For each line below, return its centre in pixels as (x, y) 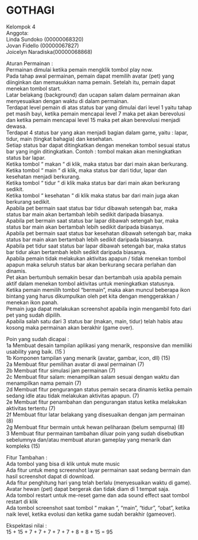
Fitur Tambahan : (27, 457)
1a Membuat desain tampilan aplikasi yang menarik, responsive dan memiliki (99, 345)
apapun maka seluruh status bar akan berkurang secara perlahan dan (91, 265)
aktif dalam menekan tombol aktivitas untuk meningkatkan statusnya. (90, 283)
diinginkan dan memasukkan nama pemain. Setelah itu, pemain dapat (91, 82)
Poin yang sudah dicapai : (38, 339)
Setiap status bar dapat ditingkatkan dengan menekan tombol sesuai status (98, 145)
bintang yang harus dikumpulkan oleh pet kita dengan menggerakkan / (92, 296)
